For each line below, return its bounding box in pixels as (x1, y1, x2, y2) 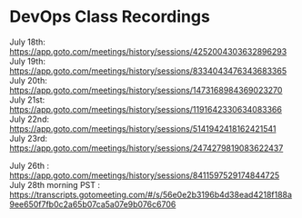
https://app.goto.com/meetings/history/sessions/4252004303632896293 (9, 45, 287, 56)
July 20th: (9, 74, 48, 85)
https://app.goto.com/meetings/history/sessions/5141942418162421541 (9, 123, 277, 134)
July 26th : (9, 160, 50, 171)
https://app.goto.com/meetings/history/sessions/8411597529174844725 (9, 170, 280, 181)
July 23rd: (9, 133, 48, 144)
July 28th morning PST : (9, 179, 100, 190)
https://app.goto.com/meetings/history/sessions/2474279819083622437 (9, 143, 284, 154)
